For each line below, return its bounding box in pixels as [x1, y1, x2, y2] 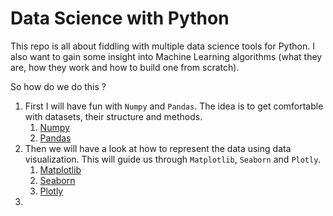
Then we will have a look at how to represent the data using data [24, 142, 292, 154]
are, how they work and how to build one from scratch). [10, 61, 240, 73]
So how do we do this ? [10, 80, 107, 92]
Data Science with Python [10, 7, 230, 30]
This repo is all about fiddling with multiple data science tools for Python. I [10, 40, 315, 52]
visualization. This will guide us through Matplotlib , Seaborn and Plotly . [24, 153, 322, 165]
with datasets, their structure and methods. [24, 110, 203, 122]
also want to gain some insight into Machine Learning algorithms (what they [10, 50, 323, 62]
